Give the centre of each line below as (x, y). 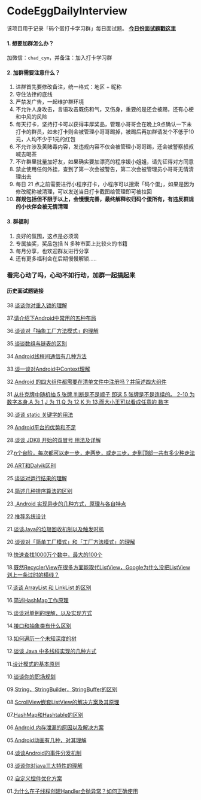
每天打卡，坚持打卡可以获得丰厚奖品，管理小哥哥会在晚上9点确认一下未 (103, 125)
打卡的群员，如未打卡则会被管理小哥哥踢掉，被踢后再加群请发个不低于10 (105, 132)
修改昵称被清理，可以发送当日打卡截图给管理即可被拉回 (83, 192)
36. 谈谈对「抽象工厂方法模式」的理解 (53, 331)
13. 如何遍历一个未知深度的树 (42, 638)
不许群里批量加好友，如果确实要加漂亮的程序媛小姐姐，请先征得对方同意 (104, 162)
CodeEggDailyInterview (67, 11)
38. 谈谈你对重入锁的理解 (37, 305)
